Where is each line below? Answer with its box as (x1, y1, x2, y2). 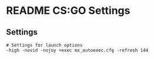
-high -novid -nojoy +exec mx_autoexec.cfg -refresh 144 (6, 47, 149, 53)
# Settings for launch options (6, 42, 83, 48)
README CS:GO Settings (6, 4, 130, 17)
